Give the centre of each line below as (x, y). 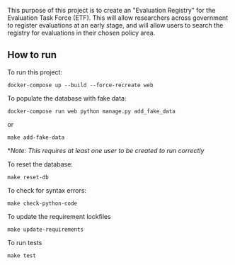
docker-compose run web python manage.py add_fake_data (91, 111)
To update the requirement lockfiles (59, 216)
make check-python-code (42, 203)
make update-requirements (45, 230)
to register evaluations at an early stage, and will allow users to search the (115, 25)
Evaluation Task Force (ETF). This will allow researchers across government (118, 18)
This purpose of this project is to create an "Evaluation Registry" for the (111, 10)
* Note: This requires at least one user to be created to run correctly (106, 150)
